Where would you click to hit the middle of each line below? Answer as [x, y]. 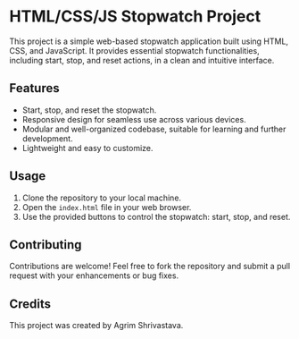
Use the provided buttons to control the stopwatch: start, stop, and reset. [156, 216]
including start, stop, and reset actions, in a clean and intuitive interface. [142, 60]
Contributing [46, 245]
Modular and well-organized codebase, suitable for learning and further [154, 129]
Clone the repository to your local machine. [101, 198]
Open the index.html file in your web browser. [107, 207]
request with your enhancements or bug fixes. [94, 275]
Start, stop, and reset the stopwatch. [89, 110]
